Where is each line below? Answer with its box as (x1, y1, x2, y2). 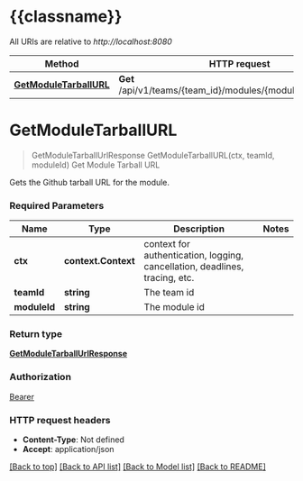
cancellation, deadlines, (143, 260, 244, 273)
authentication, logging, (143, 250, 244, 262)
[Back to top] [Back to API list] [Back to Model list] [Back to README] (9, 461, 266, 472)
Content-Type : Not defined (22, 434, 124, 445)
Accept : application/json (22, 444, 115, 455)
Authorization (9, 371, 72, 384)
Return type (9, 328, 63, 340)
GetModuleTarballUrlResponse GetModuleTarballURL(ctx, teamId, (31, 150, 275, 160)
